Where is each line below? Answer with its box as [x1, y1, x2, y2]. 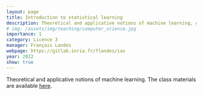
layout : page [6, 8, 39, 15]
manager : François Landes [6, 43, 71, 49]
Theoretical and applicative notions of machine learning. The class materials [6, 76, 196, 83]
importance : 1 [6, 31, 42, 37]
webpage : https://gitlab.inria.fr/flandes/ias [6, 48, 126, 54]
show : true [6, 59, 34, 65]
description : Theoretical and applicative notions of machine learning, [6, 20, 193, 26]
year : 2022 [6, 54, 34, 60]
